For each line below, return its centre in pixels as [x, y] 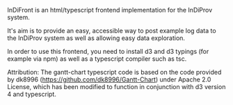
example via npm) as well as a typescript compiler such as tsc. [97, 59]
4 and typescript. [32, 94]
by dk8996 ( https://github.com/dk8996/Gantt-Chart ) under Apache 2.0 [109, 79]
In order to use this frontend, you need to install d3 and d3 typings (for [108, 51]
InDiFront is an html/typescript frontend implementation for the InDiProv [110, 10]
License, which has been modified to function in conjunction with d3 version [116, 87]
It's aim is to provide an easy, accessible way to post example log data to [112, 31]
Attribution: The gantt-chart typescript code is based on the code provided [114, 72]
